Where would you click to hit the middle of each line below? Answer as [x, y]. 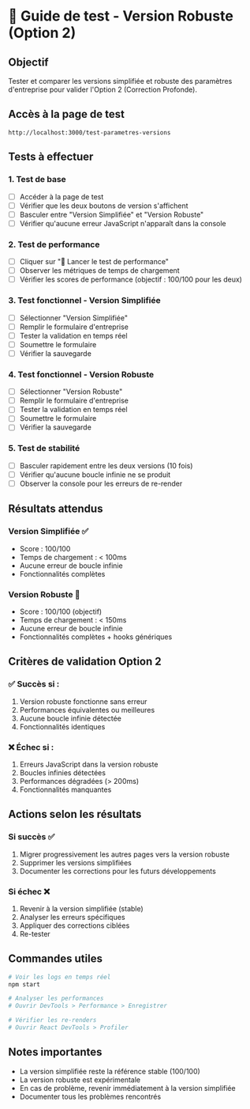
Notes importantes [55, 1052]
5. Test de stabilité [44, 449]
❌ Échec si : [31, 747]
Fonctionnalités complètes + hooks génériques [96, 637]
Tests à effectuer [51, 157]
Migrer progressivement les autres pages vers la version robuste [125, 854]
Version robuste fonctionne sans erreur [83, 701]
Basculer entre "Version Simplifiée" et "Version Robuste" [112, 214]
